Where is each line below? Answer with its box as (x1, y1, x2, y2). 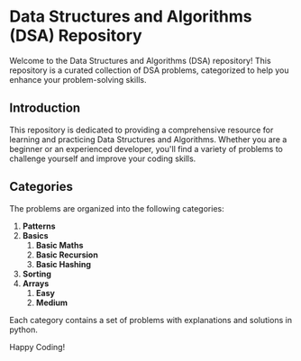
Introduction (9, 101, 81, 116)
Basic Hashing (35, 258, 92, 269)
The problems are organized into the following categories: (9, 203, 224, 213)
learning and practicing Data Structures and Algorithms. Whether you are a (9, 133, 287, 145)
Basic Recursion (35, 249, 99, 260)
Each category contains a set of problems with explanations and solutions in (9, 314, 293, 325)
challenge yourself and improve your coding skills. (9, 153, 196, 164)
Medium (35, 297, 68, 308)
